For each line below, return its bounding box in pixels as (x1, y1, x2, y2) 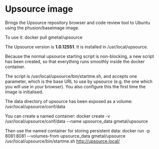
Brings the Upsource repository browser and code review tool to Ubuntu (5, 20, 150, 25)
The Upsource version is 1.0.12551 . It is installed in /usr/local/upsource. (5, 44, 148, 50)
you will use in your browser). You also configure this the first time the (5, 83, 146, 89)
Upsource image (5, 3, 73, 15)
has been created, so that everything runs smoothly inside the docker (5, 58, 145, 64)
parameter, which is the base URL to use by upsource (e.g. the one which (5, 78, 153, 84)
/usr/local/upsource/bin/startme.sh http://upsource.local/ (5, 138, 120, 144)
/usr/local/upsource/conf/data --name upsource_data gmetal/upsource (5, 118, 148, 124)
